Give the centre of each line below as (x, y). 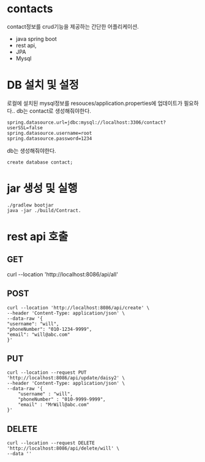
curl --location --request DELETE (51, 443)
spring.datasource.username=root (50, 133)
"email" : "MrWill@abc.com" (54, 405)
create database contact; (40, 162)
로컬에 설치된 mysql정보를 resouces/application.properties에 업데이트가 (95, 103)
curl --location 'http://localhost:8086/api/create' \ (78, 308)
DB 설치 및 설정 (43, 85)
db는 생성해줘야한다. (32, 150)
